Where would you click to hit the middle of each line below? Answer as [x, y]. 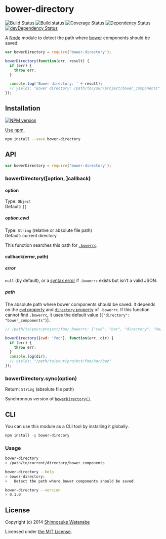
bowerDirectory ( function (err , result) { [47, 61]
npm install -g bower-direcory [37, 435]
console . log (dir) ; [29, 357]
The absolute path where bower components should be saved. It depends [80, 304]
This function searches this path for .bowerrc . [51, 245]
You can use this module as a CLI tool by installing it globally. [67, 427]
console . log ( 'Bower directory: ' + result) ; [56, 84]
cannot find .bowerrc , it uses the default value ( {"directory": [67, 315]
